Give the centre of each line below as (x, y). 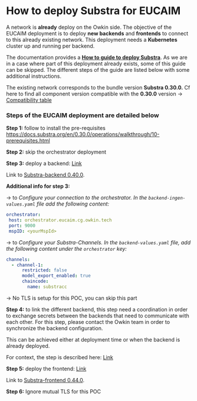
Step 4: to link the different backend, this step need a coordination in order (97, 309)
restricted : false (44, 270)
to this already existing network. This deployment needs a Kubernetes (92, 39)
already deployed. (28, 346)
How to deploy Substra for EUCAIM (93, 11)
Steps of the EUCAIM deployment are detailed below (83, 115)
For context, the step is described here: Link (60, 357)
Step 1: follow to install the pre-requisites (56, 128)
